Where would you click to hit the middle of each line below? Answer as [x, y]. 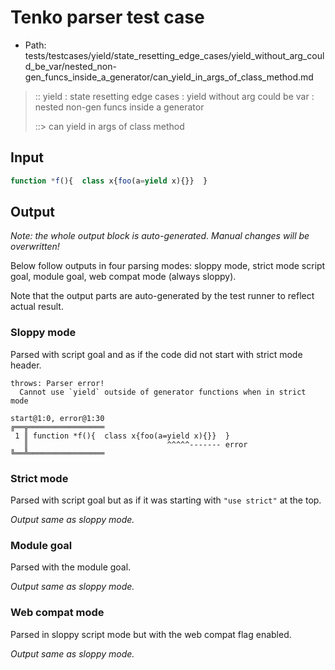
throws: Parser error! [57, 383]
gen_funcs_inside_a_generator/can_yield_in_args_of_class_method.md [169, 77]
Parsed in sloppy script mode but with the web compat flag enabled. [151, 634]
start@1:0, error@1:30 [57, 418]
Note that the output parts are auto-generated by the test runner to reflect [162, 296]
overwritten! [35, 247]
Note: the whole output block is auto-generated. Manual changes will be [160, 236]
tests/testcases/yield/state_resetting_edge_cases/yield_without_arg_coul [174, 55]
